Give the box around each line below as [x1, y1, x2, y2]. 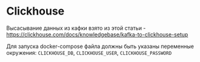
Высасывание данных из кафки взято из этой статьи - [6, 24, 146, 32]
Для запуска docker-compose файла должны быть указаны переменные [6, 43, 194, 50]
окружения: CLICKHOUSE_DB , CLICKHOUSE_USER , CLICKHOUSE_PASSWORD [6, 49, 172, 56]
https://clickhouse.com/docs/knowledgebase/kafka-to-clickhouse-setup [6, 30, 188, 38]
